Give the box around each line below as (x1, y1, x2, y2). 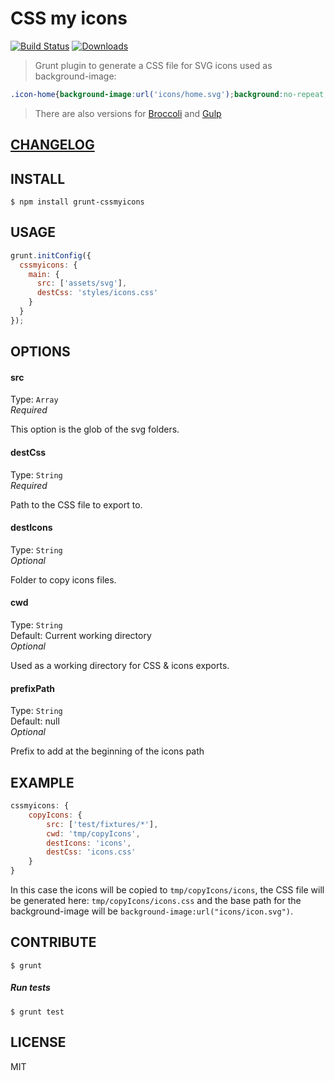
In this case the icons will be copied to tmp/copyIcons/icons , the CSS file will (10, 884, 325, 896)
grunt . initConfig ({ (10, 250, 92, 261)
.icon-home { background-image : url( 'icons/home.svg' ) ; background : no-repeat (10, 89, 325, 99)
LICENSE (10, 1034, 67, 1051)
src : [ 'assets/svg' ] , (36, 278, 128, 289)
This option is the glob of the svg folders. (10, 423, 180, 436)
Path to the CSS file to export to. (10, 498, 143, 511)
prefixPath (10, 682, 56, 694)
